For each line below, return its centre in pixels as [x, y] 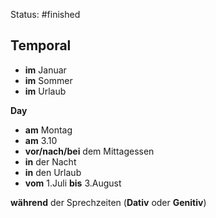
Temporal [41, 45]
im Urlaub [45, 91]
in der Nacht [50, 161]
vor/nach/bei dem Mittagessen [89, 151]
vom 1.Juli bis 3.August [73, 183]
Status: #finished [45, 14]
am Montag [48, 130]
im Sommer [48, 80]
